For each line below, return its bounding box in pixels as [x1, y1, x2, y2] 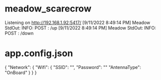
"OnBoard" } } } [5, 69, 37, 75]
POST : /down [5, 30, 34, 36]
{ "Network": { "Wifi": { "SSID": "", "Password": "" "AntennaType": [5, 64, 141, 70]
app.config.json [5, 48, 73, 59]
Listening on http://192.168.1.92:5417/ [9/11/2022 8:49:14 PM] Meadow [5, 19, 150, 25]
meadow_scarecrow [5, 3, 92, 14]
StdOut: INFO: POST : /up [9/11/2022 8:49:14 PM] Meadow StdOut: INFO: [5, 24, 156, 30]
